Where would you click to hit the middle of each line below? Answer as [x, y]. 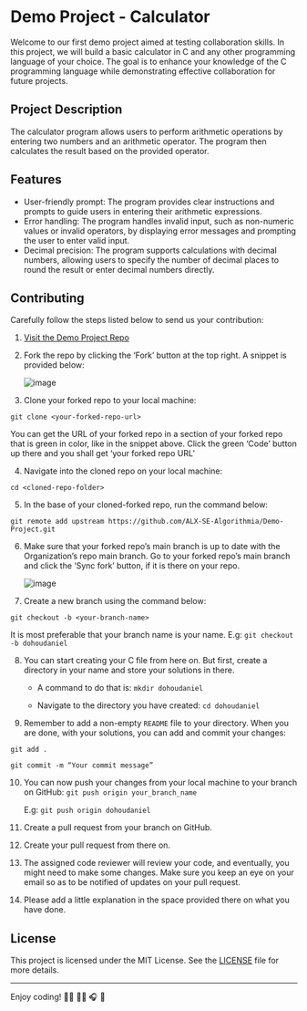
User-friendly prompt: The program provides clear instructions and [149, 202]
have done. [45, 910]
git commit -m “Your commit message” [82, 766]
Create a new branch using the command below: [115, 601]
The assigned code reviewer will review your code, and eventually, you [156, 863]
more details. [35, 970]
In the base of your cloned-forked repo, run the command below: [145, 505]
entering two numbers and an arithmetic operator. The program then [138, 141]
